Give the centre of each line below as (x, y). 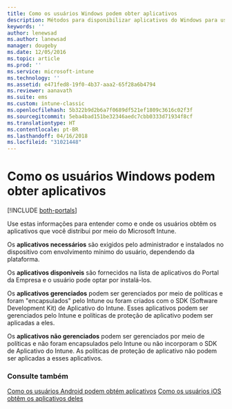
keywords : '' (26, 26)
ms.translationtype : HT (41, 123)
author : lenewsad (32, 33)
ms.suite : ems (28, 98)
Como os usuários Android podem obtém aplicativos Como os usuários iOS (114, 391)
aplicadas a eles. (31, 323)
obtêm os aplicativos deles (45, 399)
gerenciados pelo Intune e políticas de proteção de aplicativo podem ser (110, 316)
